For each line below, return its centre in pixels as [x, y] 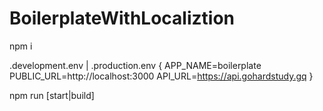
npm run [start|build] [52, 95]
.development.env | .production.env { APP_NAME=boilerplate [135, 65]
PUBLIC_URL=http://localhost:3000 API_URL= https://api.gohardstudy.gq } [161, 76]
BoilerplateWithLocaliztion [122, 18]
